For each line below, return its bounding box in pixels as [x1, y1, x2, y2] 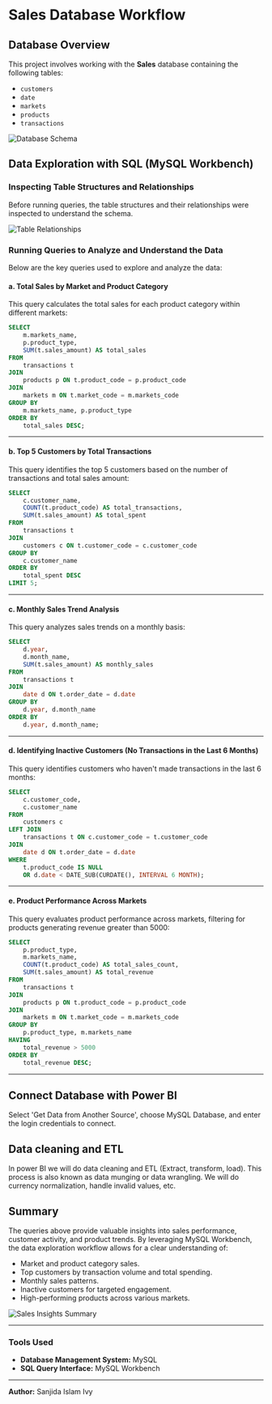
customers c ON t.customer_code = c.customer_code [23, 541, 198, 550]
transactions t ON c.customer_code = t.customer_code [23, 833, 208, 841]
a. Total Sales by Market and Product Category [8, 281, 168, 291]
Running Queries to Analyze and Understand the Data [8, 245, 224, 256]
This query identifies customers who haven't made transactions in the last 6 [8, 764, 261, 773]
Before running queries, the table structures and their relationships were [8, 200, 249, 210]
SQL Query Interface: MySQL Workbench [19, 1364, 160, 1373]
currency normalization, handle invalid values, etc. [8, 1181, 176, 1191]
